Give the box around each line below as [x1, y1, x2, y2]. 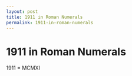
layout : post [6, 8, 38, 15]
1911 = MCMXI [6, 64, 40, 71]
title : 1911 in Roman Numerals [6, 14, 83, 20]
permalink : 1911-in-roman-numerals [6, 19, 94, 25]
